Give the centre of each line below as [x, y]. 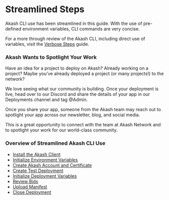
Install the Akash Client [36, 154]
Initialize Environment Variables [45, 160]
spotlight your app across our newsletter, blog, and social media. [73, 115]
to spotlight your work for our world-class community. [61, 130]
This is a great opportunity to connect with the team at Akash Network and [83, 125]
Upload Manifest [30, 187]
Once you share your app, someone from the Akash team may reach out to [83, 110]
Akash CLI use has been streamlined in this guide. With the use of [74, 23]
